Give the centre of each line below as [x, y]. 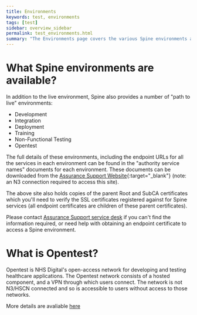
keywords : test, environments [43, 17]
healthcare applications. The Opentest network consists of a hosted [88, 276]
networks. [18, 294]
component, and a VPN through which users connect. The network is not [94, 282]
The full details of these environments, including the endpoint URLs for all [95, 157]
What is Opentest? [52, 254]
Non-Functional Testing [43, 139]
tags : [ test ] [22, 22]
